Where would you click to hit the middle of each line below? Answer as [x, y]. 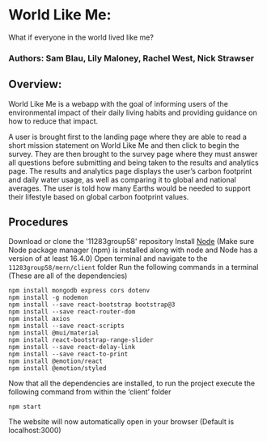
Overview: [35, 84]
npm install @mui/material [54, 333]
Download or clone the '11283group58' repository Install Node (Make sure [131, 242]
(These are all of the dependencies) [68, 276]
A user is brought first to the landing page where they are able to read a [127, 137]
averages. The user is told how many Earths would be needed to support [129, 188]
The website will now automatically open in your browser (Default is [121, 422]
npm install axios [39, 319]
